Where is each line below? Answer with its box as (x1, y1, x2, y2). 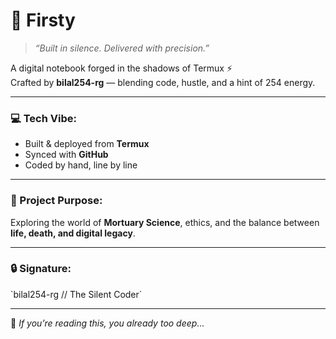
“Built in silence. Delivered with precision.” (34, 42, 210, 54)
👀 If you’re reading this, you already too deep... (10, 317, 205, 329)
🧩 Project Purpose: (10, 194, 103, 208)
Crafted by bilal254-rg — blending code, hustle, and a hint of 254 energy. (10, 76, 316, 88)
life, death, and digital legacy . (10, 227, 136, 239)
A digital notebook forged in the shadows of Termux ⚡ (10, 62, 233, 74)
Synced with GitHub (24, 149, 109, 161)
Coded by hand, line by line (24, 159, 138, 171)
